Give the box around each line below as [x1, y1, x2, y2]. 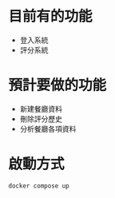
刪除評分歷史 [19, 113, 62, 124]
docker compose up [8, 181, 69, 190]
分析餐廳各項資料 [19, 124, 77, 133]
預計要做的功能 [8, 77, 107, 94]
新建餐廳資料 [19, 104, 62, 113]
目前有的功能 [8, 7, 93, 26]
